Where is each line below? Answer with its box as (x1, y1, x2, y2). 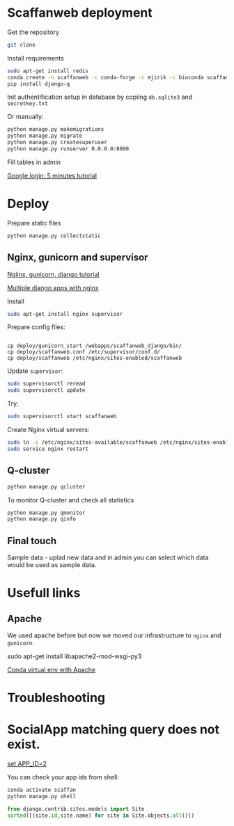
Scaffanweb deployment (7, 5, 153, 21)
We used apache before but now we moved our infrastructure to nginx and (7, 631, 221, 640)
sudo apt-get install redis (7, 67, 89, 74)
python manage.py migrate (7, 132, 82, 140)
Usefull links (7, 585, 81, 601)
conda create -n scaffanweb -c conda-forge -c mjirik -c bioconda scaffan (7, 74, 229, 81)
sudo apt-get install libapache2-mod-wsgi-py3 (7, 652, 142, 660)
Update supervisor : (7, 367, 63, 375)
